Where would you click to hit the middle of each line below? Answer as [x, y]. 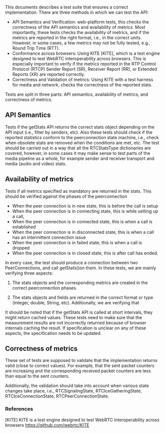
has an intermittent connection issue [49, 237]
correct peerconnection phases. [45, 288]
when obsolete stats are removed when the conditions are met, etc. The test [82, 143]
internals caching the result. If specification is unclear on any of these [76, 328]
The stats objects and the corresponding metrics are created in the [80, 283]
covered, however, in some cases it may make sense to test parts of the [78, 153]
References [19, 409]
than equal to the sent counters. [37, 376]
